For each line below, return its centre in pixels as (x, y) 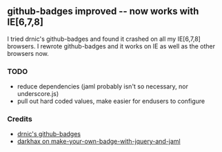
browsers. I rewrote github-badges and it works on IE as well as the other (111, 46)
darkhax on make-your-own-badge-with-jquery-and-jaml (99, 142)
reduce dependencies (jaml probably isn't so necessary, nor (102, 86)
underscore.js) (38, 94)
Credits (20, 119)
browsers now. (28, 53)
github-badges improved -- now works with (103, 11)
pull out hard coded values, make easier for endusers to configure (111, 101)
